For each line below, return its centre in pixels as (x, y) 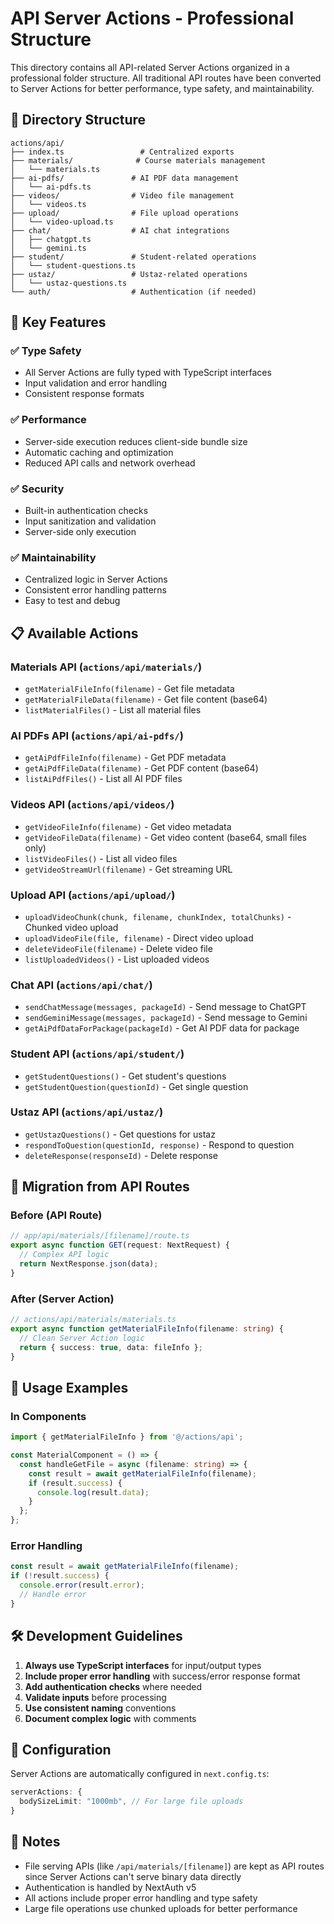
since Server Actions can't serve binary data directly (133, 1876)
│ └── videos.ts (48, 204)
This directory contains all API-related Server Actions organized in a (150, 67)
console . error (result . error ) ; (82, 1585)
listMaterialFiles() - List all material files (113, 710)
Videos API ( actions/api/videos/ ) (92, 805)
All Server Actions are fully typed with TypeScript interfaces (148, 373)
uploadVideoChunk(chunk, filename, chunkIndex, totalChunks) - (158, 916)
